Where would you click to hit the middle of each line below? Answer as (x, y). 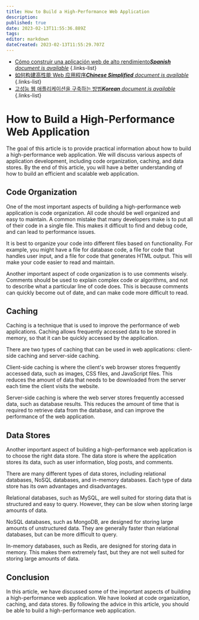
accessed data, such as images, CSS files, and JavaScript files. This (89, 374)
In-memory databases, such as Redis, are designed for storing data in (91, 546)
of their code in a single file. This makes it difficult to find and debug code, (97, 225)
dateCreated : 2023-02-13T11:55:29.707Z (55, 45)
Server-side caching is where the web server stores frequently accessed (95, 398)
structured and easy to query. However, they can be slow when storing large (99, 504)
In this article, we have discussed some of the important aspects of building (99, 592)
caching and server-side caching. (59, 356)
